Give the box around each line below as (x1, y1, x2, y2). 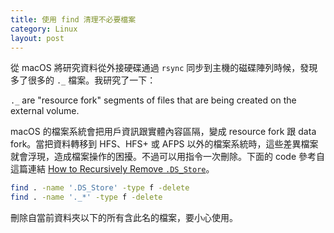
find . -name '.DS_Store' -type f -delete (10, 183, 190, 193)
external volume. (10, 105, 80, 117)
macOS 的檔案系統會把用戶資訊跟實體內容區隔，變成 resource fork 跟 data (10, 126, 317, 138)
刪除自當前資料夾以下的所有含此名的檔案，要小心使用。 (10, 212, 238, 224)
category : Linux (10, 24, 78, 34)
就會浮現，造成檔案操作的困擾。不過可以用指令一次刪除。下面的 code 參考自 (10, 151, 325, 163)
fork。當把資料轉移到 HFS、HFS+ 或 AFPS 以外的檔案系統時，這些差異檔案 (10, 138, 319, 150)
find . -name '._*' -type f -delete (10, 192, 163, 203)
